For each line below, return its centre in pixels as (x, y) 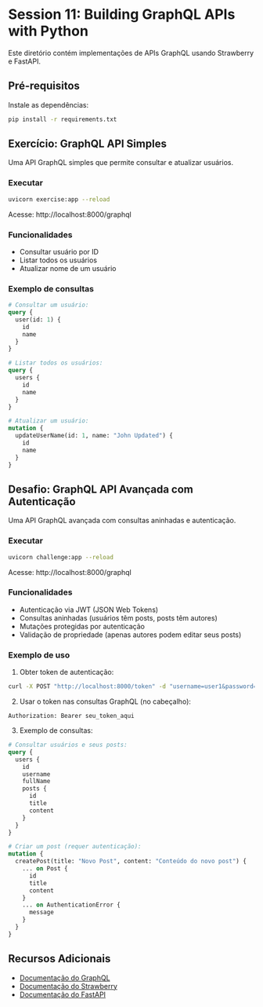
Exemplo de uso (39, 655)
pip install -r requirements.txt (63, 119)
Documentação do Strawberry (68, 986)
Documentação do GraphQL (65, 978)
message (41, 913)
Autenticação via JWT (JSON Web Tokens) (89, 610)
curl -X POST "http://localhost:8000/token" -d (87, 687)
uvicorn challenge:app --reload (61, 557)
